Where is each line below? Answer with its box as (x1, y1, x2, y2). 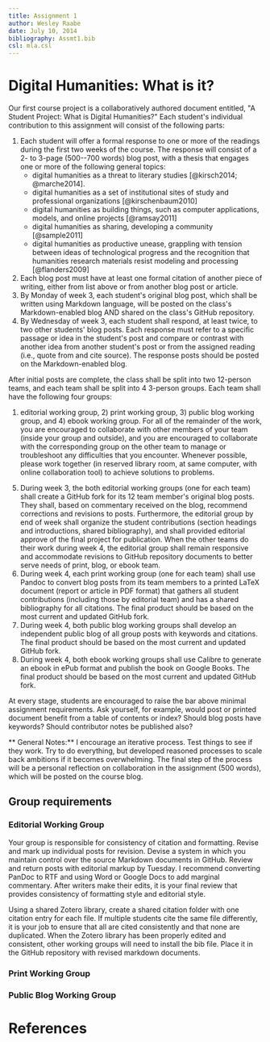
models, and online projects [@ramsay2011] (31, 213, 177, 223)
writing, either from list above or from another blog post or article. (19, 282, 239, 291)
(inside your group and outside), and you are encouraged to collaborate (19, 433, 258, 443)
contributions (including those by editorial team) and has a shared (19, 595, 239, 605)
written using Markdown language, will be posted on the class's (19, 299, 232, 309)
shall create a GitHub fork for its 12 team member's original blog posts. (19, 492, 255, 501)
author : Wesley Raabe (8, 19, 81, 27)
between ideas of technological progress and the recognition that (31, 248, 250, 257)
